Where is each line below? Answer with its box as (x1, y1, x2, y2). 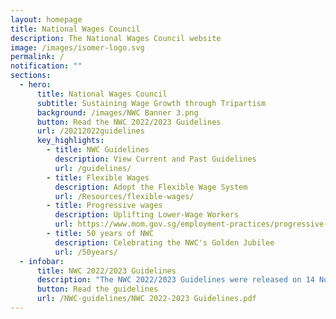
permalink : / (10, 52, 65, 62)
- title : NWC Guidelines (46, 145, 150, 155)
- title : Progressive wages (46, 201, 163, 211)
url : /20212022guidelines (36, 126, 145, 136)
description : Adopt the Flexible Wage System (54, 182, 248, 192)
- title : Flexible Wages (46, 172, 150, 183)
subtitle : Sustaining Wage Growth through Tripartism (36, 98, 267, 108)
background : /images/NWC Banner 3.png (36, 107, 199, 118)
